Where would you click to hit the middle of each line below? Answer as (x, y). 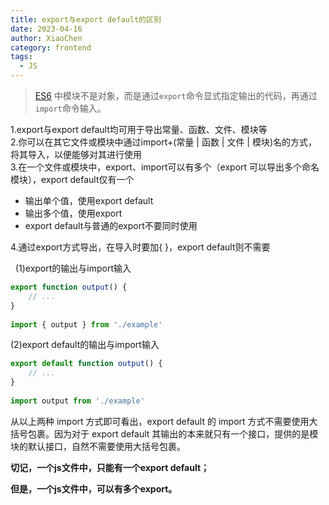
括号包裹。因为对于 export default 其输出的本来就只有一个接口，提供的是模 (164, 433)
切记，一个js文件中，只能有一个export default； (110, 467)
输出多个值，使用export (73, 213)
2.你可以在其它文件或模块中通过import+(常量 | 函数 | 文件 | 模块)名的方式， (164, 142)
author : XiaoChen (46, 38)
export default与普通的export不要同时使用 (111, 225)
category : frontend (51, 47)
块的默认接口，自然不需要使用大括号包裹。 (98, 446)
